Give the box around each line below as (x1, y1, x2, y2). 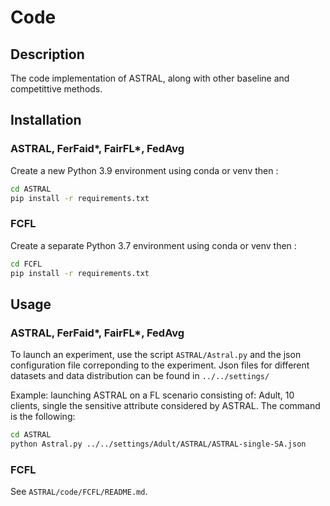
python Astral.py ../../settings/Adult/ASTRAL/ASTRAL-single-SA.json (10, 439, 307, 450)
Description (10, 46, 85, 63)
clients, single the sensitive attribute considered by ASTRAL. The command (10, 400, 321, 412)
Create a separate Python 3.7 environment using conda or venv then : (10, 239, 297, 251)
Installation (10, 112, 82, 129)
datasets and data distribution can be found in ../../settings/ (10, 370, 270, 382)
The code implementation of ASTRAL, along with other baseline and (10, 72, 290, 84)
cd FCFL (10, 259, 43, 269)
